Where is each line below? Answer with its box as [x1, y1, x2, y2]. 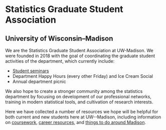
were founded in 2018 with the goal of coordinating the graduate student [5, 53, 155, 59]
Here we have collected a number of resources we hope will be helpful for [5, 109, 158, 114]
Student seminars [12, 68, 49, 74]
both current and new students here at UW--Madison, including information [5, 114, 161, 120]
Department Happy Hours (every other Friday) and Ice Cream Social [12, 73, 153, 79]
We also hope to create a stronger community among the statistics [5, 88, 143, 94]
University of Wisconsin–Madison [5, 34, 113, 43]
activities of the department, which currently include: [5, 58, 115, 64]
